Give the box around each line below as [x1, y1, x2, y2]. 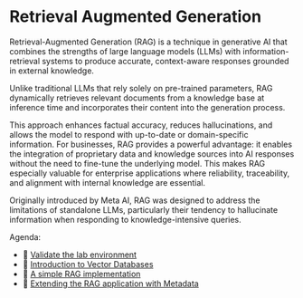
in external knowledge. [9, 65, 95, 76]
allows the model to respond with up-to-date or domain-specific [9, 129, 249, 139]
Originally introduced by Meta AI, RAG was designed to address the [9, 195, 260, 206]
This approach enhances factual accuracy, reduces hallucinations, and [9, 120, 273, 130]
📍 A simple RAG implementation [22, 268, 141, 279]
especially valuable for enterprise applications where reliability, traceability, [9, 168, 290, 178]
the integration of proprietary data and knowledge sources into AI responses [9, 148, 295, 159]
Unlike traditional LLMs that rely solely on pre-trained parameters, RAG [9, 82, 273, 93]
